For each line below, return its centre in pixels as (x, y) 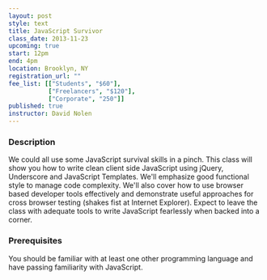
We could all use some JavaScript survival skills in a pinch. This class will (130, 159)
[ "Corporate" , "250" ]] (87, 99)
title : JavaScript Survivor (56, 31)
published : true (36, 106)
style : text (28, 23)
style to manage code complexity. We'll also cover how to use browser (126, 185)
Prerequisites (35, 241)
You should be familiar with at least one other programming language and (131, 258)
